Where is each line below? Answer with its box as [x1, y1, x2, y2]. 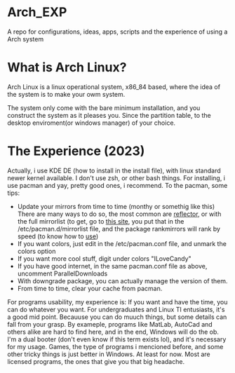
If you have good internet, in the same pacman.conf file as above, [17, 262, 208, 270]
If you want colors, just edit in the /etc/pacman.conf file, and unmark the [17, 239, 227, 247]
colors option [17, 247, 56, 255]
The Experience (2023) [7, 143, 145, 159]
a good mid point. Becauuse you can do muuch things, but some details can [7, 313, 227, 321]
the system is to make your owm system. [7, 90, 126, 98]
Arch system [7, 34, 44, 43]
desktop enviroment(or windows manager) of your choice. [7, 118, 176, 127]
